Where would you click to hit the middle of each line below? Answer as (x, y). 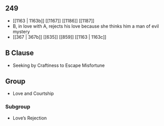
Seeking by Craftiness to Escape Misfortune (59, 65)
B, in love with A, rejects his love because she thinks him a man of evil (86, 26)
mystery (21, 31)
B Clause (20, 53)
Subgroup (18, 107)
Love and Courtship (33, 93)
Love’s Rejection (30, 118)
